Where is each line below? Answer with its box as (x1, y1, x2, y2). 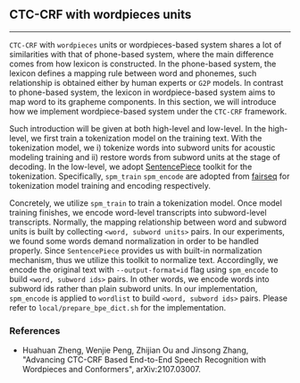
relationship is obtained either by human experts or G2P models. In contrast (9, 77, 284, 88)
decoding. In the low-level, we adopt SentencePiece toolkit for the (9, 161, 253, 172)
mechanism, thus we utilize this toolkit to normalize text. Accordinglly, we (9, 254, 279, 265)
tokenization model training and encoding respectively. (9, 180, 212, 191)
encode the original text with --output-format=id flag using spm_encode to (9, 264, 279, 275)
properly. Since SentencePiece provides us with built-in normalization (9, 245, 262, 256)
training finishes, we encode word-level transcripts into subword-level (9, 207, 267, 217)
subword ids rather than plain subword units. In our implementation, (9, 283, 258, 294)
